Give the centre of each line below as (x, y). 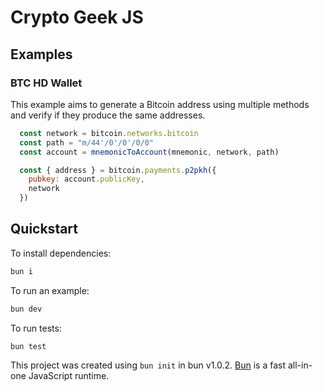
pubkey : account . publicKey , (86, 179)
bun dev (26, 309)
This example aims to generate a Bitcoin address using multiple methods (160, 104)
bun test (28, 346)
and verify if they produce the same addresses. (108, 115)
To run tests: (36, 328)
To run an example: (50, 290)
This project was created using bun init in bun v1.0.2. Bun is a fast (148, 365)
